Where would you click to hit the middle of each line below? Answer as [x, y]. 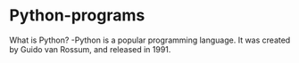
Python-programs [77, 16]
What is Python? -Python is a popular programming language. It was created [150, 40]
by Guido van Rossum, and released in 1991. [90, 49]
